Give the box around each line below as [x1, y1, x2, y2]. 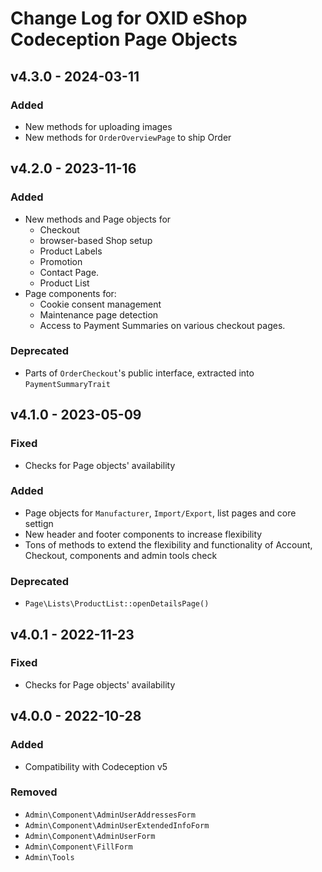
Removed [10, 785, 58, 799]
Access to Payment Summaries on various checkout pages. [39, 319, 286, 331]
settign [24, 517, 54, 529]
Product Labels [39, 245, 103, 257]
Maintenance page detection [39, 308, 159, 321]
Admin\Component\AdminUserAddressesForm [24, 810, 196, 820]
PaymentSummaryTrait [24, 379, 111, 389]
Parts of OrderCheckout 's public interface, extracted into [24, 367, 255, 379]
